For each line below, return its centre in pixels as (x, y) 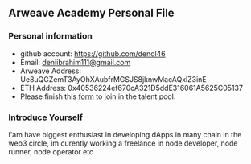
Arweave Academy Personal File (91, 13)
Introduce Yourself (45, 117)
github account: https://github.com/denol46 (93, 53)
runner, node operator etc (51, 151)
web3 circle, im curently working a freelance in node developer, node (123, 143)
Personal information (50, 36)
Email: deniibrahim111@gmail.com (75, 62)
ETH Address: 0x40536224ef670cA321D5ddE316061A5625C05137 (132, 88)
